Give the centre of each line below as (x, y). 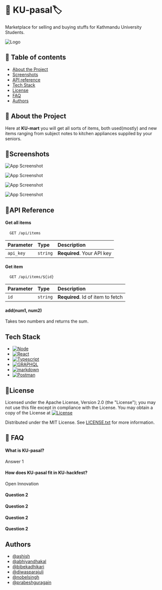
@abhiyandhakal (29, 561)
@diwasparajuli (28, 572)
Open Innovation (22, 483)
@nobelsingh (26, 577)
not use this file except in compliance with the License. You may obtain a (79, 407)
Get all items (18, 222)
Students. (15, 32)
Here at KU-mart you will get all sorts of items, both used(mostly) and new (81, 128)
